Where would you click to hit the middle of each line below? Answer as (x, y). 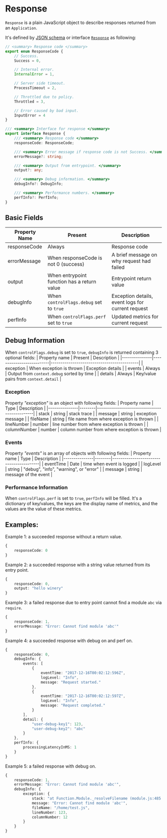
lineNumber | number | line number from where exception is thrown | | (77, 424)
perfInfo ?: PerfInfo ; (36, 197)
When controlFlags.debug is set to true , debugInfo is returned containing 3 (82, 352)
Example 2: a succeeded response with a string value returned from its (78, 565)
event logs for (128, 302)
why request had (131, 261)
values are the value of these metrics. (44, 509)
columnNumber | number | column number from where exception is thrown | (83, 429)
